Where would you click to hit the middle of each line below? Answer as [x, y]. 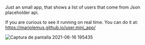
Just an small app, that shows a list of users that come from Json [73, 7]
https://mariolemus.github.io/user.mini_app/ [50, 27]
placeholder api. [22, 12]
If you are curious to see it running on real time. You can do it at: [72, 22]
